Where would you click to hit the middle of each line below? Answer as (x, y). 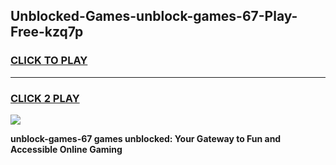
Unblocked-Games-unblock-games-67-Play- (154, 16)
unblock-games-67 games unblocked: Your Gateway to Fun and (146, 138)
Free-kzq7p (47, 32)
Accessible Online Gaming (66, 149)
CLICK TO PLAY (49, 61)
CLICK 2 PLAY (45, 98)
